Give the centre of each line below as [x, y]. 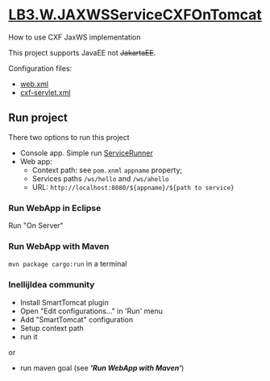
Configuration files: [40, 68]
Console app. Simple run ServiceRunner [86, 153]
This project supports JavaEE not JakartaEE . [82, 52]
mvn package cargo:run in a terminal [68, 264]
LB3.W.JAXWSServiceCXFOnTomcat [135, 15]
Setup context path [52, 328]
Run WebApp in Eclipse [55, 208]
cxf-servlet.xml [45, 92]
